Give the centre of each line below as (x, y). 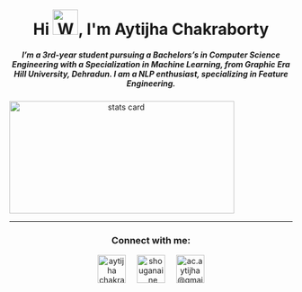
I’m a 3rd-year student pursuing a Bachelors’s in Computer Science (151, 55)
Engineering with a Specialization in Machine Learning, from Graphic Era (151, 64)
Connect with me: (151, 241)
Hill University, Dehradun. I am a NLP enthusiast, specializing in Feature (151, 74)
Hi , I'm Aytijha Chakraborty (151, 29)
